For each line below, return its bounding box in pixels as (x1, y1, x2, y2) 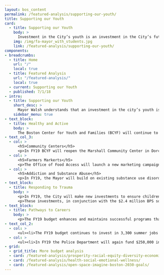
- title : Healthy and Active (9, 121, 69, 126)
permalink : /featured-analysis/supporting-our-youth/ (4, 12, 117, 17)
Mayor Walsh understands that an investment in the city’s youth (17, 107, 154, 113)
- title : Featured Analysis (9, 71, 67, 76)
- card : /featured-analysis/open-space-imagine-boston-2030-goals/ (9, 262, 150, 267)
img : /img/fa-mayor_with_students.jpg (13, 39, 93, 44)
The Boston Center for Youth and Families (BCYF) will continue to (17, 130, 159, 135)
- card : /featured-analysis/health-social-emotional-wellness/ (9, 258, 141, 263)
